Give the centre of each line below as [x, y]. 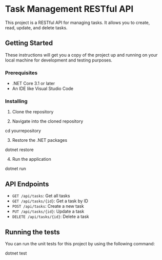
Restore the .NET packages [40, 140]
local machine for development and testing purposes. [59, 60]
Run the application [31, 159]
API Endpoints [27, 184]
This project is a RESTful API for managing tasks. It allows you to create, [78, 22]
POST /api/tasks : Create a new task [48, 206]
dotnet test [16, 253]
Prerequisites [21, 73]
